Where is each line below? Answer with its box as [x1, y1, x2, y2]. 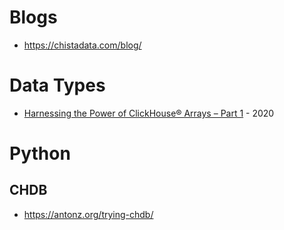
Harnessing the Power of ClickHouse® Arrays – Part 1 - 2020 [23, 107, 275, 119]
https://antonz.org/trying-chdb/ [23, 208, 154, 220]
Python [9, 142, 71, 165]
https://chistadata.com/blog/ [23, 39, 142, 51]
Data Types [9, 74, 106, 97]
